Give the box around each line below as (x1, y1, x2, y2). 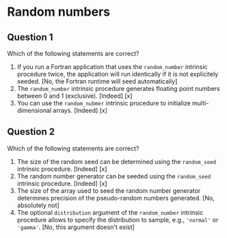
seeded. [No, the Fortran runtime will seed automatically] (16, 77, 178, 85)
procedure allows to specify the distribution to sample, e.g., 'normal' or (16, 215, 219, 224)
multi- (192, 99, 209, 107)
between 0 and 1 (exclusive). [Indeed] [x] (16, 92, 133, 100)
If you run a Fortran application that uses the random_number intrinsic (16, 63, 208, 70)
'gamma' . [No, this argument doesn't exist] (16, 223, 135, 231)
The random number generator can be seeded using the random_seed (16, 172, 211, 180)
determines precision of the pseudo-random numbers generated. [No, (16, 194, 215, 202)
